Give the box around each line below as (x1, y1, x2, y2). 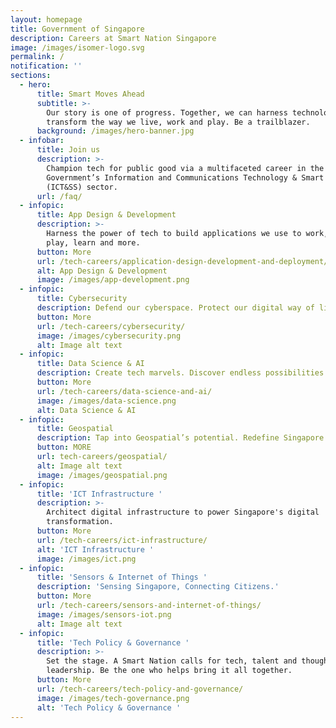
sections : (10, 71, 52, 81)
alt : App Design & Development (36, 266, 168, 276)
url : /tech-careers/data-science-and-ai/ (36, 386, 213, 396)
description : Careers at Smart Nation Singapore (10, 33, 217, 43)
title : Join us (36, 145, 101, 155)
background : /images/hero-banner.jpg (36, 126, 195, 136)
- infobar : (19, 136, 65, 146)
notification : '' (10, 61, 83, 71)
